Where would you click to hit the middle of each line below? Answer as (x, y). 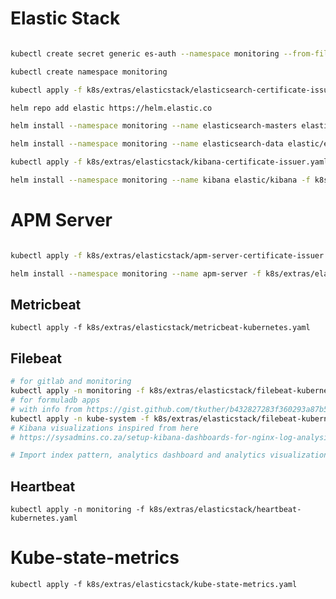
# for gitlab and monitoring (71, 382)
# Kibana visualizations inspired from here (104, 428)
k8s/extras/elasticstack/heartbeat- (225, 510)
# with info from (46, 409)
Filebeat (36, 358)
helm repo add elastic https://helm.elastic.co (111, 108)
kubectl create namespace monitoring (89, 72)
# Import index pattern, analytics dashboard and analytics (138, 455)
